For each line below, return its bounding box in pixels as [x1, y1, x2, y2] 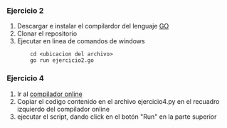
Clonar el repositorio [16, 29, 78, 38]
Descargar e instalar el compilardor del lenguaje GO [16, 22, 169, 31]
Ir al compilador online [16, 90, 83, 98]
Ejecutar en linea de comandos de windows [16, 37, 145, 46]
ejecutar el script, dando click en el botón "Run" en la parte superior [16, 112, 217, 121]
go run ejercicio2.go [30, 57, 94, 64]
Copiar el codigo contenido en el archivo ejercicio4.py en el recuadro [16, 97, 220, 105]
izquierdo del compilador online [16, 105, 110, 113]
